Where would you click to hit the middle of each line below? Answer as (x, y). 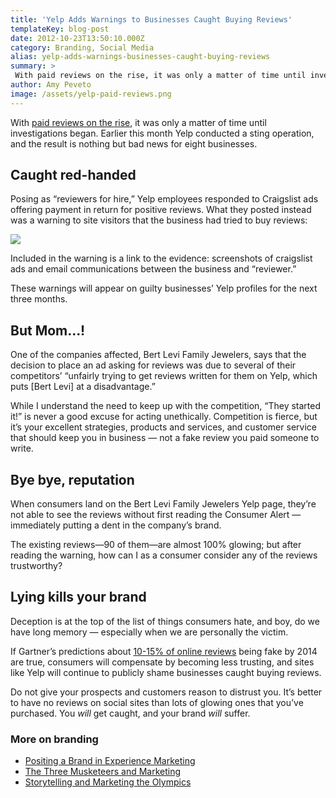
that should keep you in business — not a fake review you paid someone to (165, 438)
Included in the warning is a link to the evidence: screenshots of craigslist (161, 258)
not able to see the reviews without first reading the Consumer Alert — (156, 515)
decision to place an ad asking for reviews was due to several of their (153, 365)
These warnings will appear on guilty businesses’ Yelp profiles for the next (164, 288)
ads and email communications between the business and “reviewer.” (153, 269)
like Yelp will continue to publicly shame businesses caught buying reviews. (166, 672)
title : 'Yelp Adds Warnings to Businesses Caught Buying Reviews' (151, 19)
